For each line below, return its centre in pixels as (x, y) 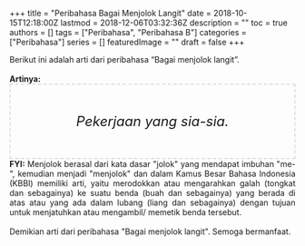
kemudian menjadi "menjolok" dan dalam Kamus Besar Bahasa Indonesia (157, 173)
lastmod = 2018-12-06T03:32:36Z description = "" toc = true (174, 23)
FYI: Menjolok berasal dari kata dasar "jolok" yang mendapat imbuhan (142, 164)
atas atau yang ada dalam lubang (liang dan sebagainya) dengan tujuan (152, 202)
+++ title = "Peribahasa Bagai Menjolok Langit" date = (110, 13)
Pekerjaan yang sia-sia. (152, 121)
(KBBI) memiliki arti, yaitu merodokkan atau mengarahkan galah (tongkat (152, 183)
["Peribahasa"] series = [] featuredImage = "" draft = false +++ (127, 42)
